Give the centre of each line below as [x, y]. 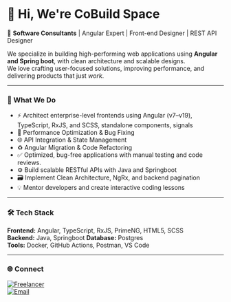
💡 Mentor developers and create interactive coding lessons [101, 188]
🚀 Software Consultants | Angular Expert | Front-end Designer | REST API [112, 33]
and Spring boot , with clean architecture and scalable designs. [96, 61]
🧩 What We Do [32, 100]
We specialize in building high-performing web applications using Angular [112, 54]
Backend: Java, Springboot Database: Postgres [75, 237]
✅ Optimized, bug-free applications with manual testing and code [110, 155]
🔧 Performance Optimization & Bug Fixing [76, 133]
